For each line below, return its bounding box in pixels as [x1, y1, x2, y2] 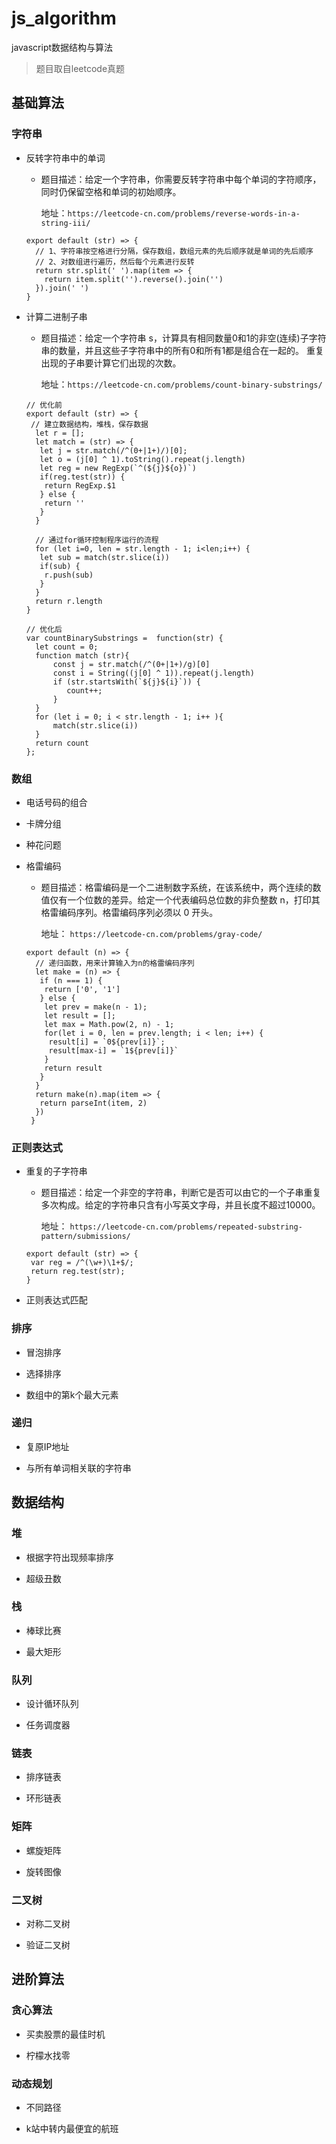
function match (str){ [35, 650, 130, 661]
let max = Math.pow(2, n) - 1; [44, 1019, 175, 1029]
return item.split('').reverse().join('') [44, 274, 224, 284]
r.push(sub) [44, 570, 94, 580]
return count [35, 738, 90, 748]
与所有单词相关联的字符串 [25, 1462, 132, 1474]
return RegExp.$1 [44, 480, 116, 491]
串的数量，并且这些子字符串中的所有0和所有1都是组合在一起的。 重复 [40, 344, 325, 356]
